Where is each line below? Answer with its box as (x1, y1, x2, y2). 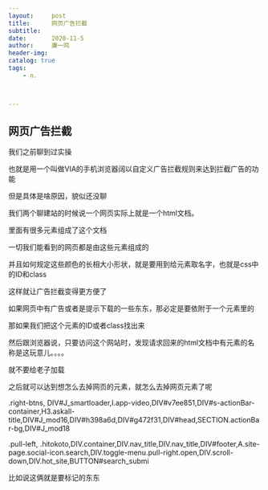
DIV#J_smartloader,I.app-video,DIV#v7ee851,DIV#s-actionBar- (47, 398, 255, 408)
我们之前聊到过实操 (8, 147, 72, 157)
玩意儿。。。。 (29, 348, 68, 357)
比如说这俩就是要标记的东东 (8, 473, 100, 483)
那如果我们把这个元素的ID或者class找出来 (8, 321, 145, 330)
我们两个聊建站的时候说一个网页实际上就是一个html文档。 (8, 208, 199, 218)
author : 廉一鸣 (8, 42, 70, 50)
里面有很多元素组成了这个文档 (8, 226, 107, 235)
